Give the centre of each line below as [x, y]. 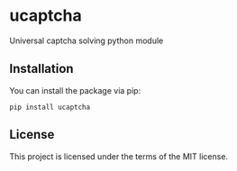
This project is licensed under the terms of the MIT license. [118, 156]
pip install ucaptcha [50, 107]
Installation [41, 69]
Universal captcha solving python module [87, 40]
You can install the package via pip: [75, 90]
